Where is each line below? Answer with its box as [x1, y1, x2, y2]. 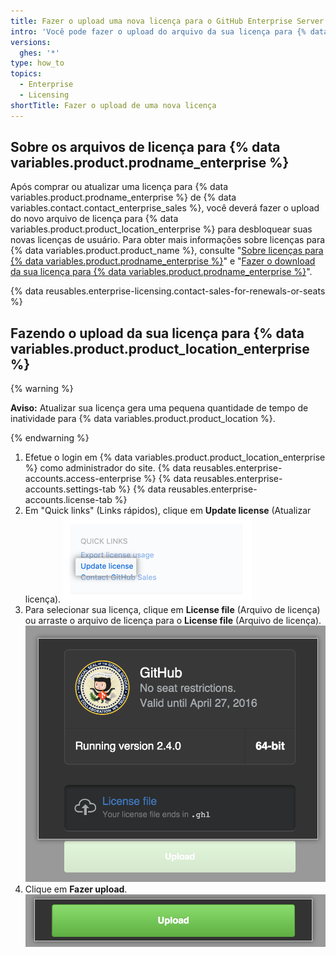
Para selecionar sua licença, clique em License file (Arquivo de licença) [24, 604, 321, 616]
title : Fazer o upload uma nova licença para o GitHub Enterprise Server [10, 16, 325, 26]
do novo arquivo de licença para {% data [10, 213, 179, 225]
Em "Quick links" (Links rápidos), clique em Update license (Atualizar [24, 505, 312, 517]
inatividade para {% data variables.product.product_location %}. [10, 413, 276, 425]
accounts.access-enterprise [24, 473, 142, 485]
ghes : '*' [19, 48, 60, 58]
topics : [10, 69, 43, 79]
